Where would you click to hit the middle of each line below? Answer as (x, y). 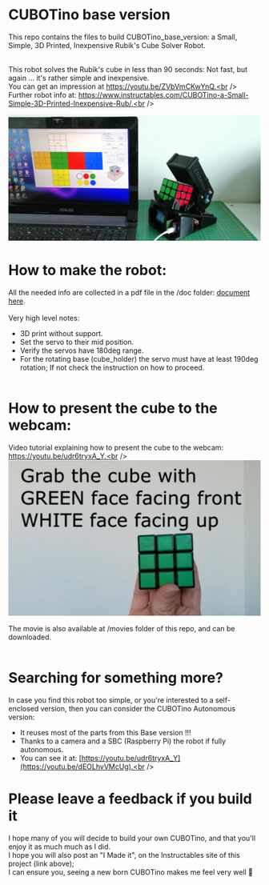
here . (17, 301)
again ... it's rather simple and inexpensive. (79, 78)
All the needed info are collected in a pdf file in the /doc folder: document (129, 292)
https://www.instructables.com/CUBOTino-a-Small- (163, 94)
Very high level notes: (44, 318)
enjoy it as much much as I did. (59, 847)
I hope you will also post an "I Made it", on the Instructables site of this (124, 855)
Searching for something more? (116, 678)
